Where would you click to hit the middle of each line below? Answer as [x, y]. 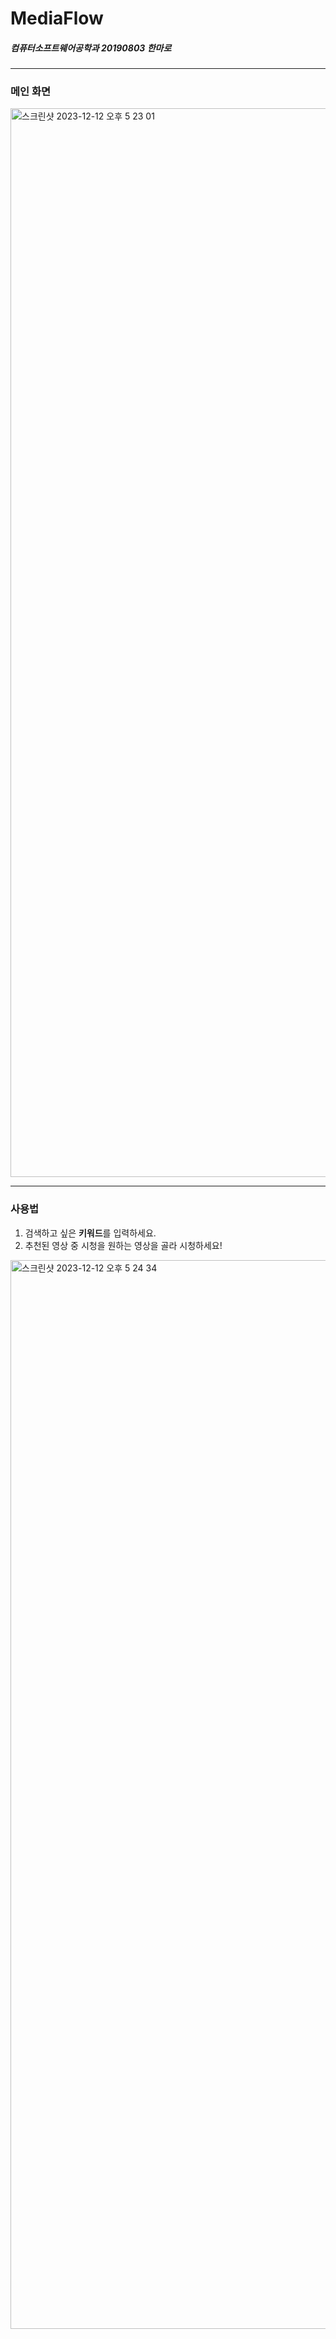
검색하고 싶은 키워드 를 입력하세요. [90, 1233]
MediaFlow [57, 18]
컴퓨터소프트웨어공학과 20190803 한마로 [91, 48]
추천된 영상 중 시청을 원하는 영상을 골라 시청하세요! [123, 1245]
